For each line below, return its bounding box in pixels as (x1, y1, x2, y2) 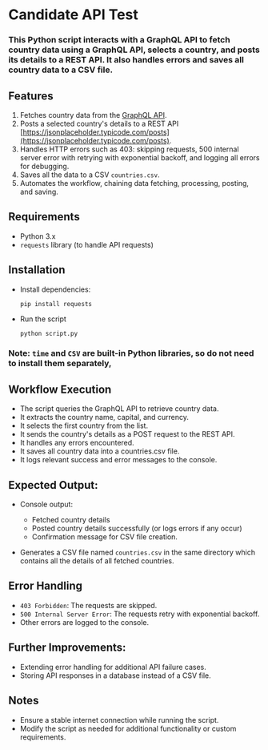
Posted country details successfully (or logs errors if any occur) (31, 523, 242, 534)
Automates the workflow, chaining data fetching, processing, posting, (19, 178, 250, 187)
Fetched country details (31, 515, 110, 525)
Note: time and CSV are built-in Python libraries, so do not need (8, 348, 254, 359)
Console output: (19, 499, 74, 510)
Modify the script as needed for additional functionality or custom (19, 724, 237, 733)
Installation (8, 263, 66, 277)
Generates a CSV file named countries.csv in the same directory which (19, 547, 256, 558)
